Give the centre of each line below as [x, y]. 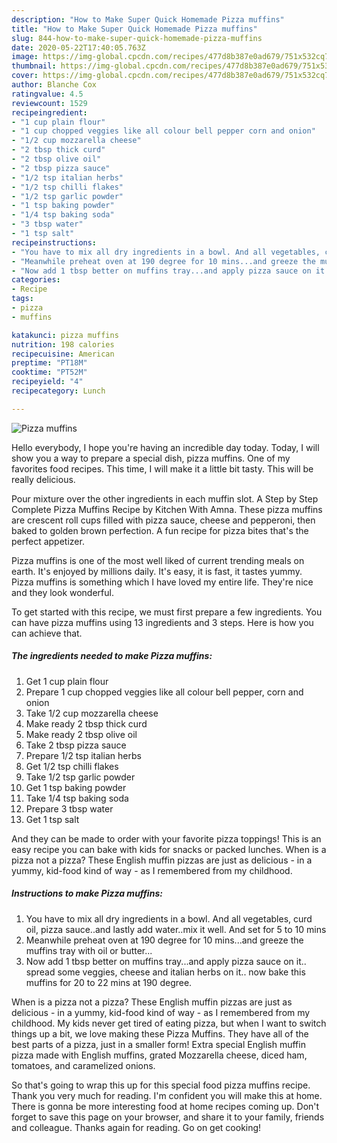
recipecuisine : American [63, 354]
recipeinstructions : [54, 242]
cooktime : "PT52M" [49, 372]
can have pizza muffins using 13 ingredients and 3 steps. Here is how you [162, 622]
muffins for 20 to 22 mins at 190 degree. [109, 982]
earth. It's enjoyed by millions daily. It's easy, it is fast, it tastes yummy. [157, 571]
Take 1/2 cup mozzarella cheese [92, 713]
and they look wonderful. [62, 592]
